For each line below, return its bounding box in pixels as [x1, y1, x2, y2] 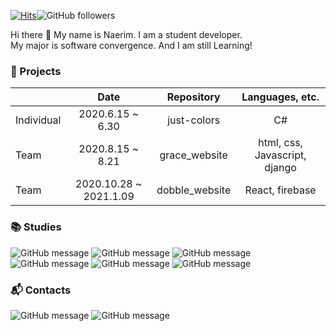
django [264, 161, 297, 175]
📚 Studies [10, 220, 62, 234]
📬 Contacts [10, 283, 72, 297]
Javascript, [254, 148, 307, 162]
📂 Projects [10, 64, 62, 78]
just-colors [167, 113, 221, 127]
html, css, [258, 136, 303, 150]
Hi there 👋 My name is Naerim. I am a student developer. [10, 29, 243, 40]
